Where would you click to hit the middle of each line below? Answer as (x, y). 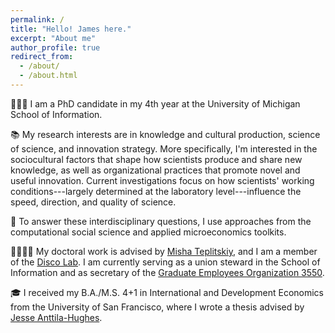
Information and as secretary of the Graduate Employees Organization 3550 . (167, 272)
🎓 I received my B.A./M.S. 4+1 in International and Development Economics (167, 292)
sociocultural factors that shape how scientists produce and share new (156, 159)
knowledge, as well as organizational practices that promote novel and (155, 170)
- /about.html (48, 76)
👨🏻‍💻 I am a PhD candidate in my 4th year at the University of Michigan (155, 103)
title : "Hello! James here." (71, 29)
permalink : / (37, 19)
